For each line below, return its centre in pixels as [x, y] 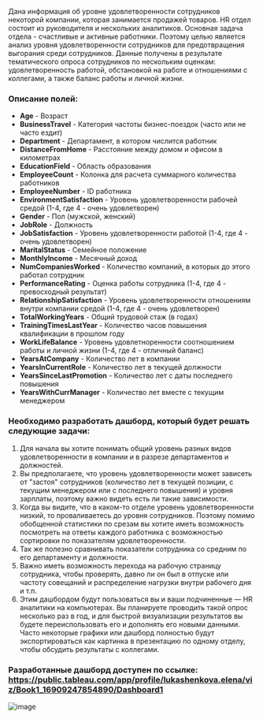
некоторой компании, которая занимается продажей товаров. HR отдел [130, 20]
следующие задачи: [49, 431]
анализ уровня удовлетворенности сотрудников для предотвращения [127, 45]
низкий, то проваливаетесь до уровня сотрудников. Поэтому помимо [137, 515]
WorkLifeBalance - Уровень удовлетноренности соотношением [127, 342]
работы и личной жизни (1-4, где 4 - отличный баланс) [112, 351]
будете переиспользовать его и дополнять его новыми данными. [130, 624]
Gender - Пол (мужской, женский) [78, 217]
